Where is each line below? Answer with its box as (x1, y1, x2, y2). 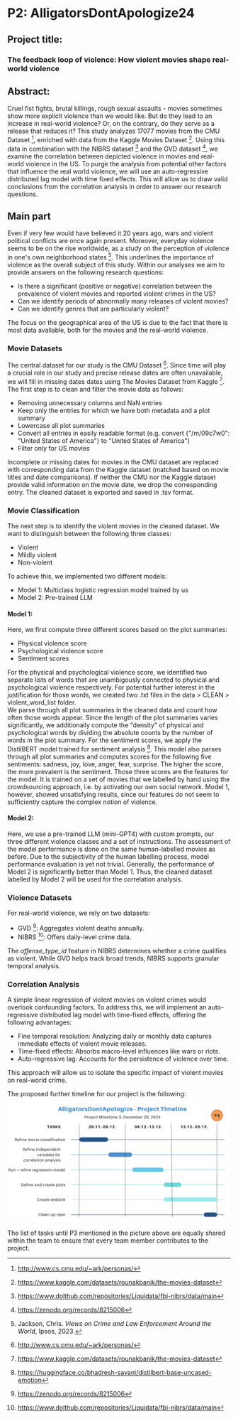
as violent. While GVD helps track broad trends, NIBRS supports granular (7, 954, 220, 963)
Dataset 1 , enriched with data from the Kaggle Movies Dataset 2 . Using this (7, 134, 225, 144)
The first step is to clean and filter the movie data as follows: (7, 385, 184, 393)
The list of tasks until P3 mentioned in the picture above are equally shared (7, 1228, 226, 1237)
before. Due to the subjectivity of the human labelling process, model (7, 852, 209, 861)
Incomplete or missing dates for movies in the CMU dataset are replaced (7, 457, 220, 466)
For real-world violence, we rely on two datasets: (7, 909, 150, 918)
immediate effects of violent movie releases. (17, 1039, 147, 1048)
